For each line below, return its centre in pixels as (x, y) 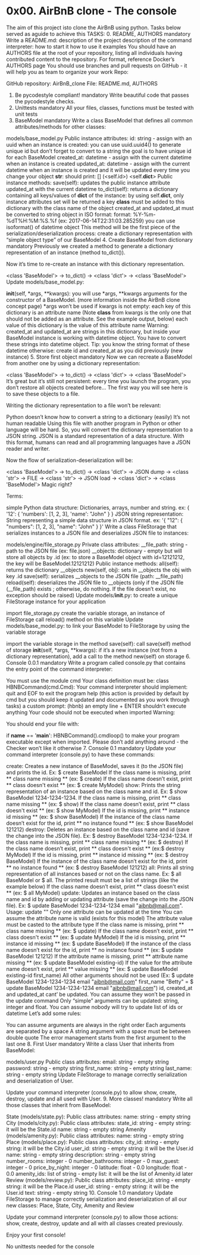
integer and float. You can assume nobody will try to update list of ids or (95, 1007)
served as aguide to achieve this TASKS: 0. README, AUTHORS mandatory (99, 33)
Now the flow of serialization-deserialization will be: (70, 460)
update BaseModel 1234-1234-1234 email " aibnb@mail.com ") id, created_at (99, 988)
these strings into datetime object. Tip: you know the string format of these (98, 344)
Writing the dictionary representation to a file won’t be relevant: (84, 405)
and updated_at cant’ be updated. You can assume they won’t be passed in (98, 994)
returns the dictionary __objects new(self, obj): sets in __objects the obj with (99, 570)
